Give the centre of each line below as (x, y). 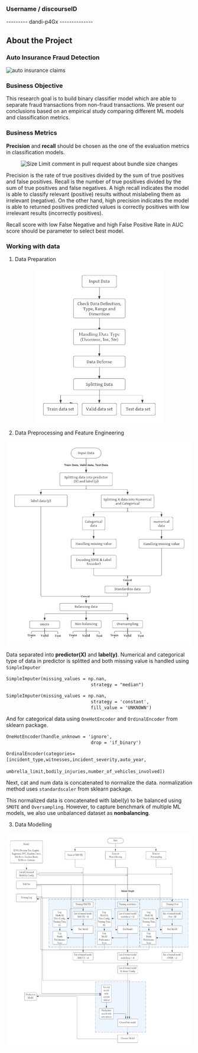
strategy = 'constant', (120, 702)
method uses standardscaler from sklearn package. (69, 789)
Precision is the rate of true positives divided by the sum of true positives (95, 175)
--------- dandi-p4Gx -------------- (50, 22)
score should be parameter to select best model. (65, 231)
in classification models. (35, 152)
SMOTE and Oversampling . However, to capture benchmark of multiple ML (94, 807)
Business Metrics (32, 133)
